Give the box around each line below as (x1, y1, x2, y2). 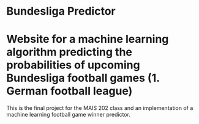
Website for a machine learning (6, 32, 169, 46)
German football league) (6, 84, 133, 98)
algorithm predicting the (6, 45, 133, 59)
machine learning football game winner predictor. (6, 111, 130, 119)
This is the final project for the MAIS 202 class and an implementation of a (6, 104, 193, 112)
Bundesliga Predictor (6, 4, 116, 18)
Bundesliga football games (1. (6, 71, 160, 85)
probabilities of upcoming (6, 58, 140, 72)
